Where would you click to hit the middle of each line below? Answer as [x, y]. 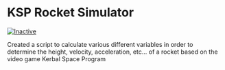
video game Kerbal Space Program [57, 58]
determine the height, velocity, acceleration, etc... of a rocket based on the [113, 52]
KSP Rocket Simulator [71, 13]
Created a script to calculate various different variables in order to [100, 44]
